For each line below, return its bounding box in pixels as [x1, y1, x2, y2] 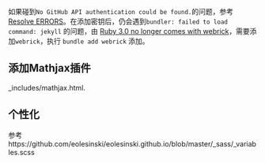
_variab [233, 139, 257, 148]
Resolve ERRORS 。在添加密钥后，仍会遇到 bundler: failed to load [8, 17, 228, 26]
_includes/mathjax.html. [8, 83, 85, 92]
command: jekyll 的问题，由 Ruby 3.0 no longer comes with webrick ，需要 [8, 27, 251, 35]
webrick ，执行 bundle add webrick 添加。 [15, 36, 150, 46]
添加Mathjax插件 [8, 61, 91, 75]
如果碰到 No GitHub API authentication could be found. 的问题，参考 [8, 7, 233, 16]
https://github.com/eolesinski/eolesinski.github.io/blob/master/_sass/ [8, 139, 234, 148]
